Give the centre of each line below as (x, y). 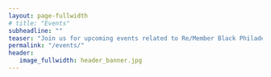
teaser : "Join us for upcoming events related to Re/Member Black (122, 38)
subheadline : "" (35, 30)
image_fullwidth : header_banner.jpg (81, 61)
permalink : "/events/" (46, 46)
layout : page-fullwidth (48, 16)
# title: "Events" (39, 23)
